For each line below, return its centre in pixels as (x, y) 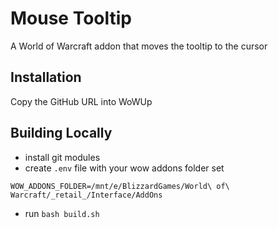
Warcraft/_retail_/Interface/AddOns (86, 195)
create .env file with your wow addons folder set (124, 168)
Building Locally (61, 133)
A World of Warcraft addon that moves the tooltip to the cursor (139, 46)
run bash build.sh (62, 213)
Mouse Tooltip (71, 18)
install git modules (62, 157)
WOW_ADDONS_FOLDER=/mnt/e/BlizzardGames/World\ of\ (120, 186)
